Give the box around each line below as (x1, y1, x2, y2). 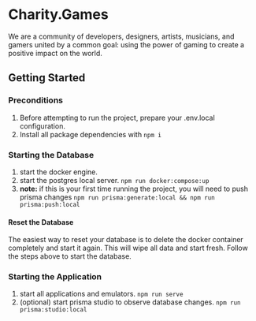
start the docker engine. (19, 167, 98, 177)
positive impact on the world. (8, 48, 102, 58)
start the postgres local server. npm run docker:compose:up (19, 175, 210, 185)
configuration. (19, 121, 65, 131)
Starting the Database (8, 149, 95, 160)
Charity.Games (8, 6, 109, 24)
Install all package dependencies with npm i (19, 129, 161, 139)
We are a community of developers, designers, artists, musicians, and (8, 32, 235, 41)
